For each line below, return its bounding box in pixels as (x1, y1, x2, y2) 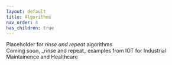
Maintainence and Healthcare (6, 53, 78, 60)
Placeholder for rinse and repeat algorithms (6, 41, 113, 48)
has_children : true (6, 25, 54, 31)
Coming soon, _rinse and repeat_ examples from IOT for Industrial (6, 47, 167, 54)
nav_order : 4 (6, 19, 38, 25)
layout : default (6, 8, 46, 15)
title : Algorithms (6, 14, 51, 20)
